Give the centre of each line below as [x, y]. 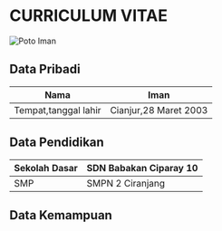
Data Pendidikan [57, 143]
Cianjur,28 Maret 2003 [159, 110]
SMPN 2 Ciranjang [126, 183]
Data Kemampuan [61, 215]
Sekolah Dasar [46, 168]
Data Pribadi [45, 69]
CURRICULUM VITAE [88, 16]
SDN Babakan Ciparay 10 [142, 168]
